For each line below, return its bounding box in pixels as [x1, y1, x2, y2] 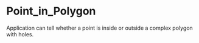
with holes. [6, 30, 34, 38]
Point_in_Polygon [6, 4, 96, 18]
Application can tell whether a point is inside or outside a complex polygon [6, 24, 193, 31]
